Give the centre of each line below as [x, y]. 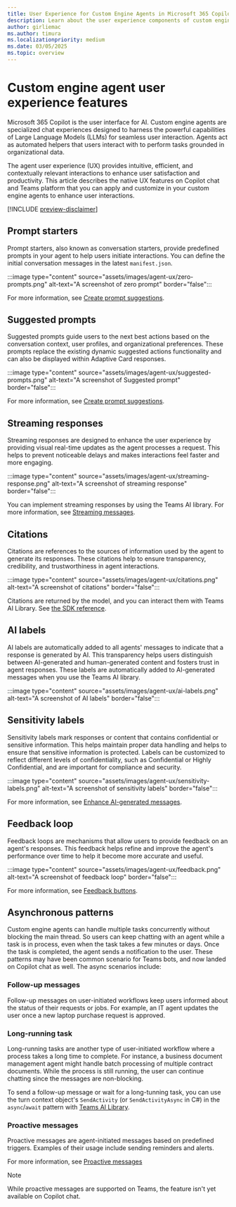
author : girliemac [34, 27]
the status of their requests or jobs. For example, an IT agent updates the [113, 1007]
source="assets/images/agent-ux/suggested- [145, 372]
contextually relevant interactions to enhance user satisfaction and [104, 173]
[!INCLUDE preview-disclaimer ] [53, 209]
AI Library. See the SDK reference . [57, 608]
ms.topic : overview [36, 53]
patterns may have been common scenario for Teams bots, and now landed [117, 959]
